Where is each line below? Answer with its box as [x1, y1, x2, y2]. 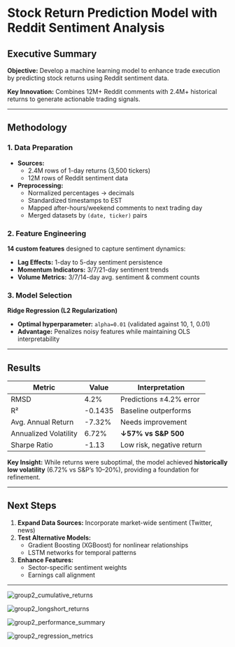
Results [7, 361, 41, 373]
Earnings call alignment [27, 571, 96, 579]
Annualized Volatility [10, 429, 78, 439]
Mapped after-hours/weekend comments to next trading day [27, 204, 203, 212]
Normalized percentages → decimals [27, 188, 135, 197]
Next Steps [7, 500, 57, 512]
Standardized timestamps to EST [27, 196, 122, 204]
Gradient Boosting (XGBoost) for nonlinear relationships [27, 540, 189, 549]
